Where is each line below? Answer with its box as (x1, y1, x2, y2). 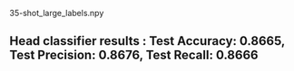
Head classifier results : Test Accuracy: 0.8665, (9, 33, 286, 49)
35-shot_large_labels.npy (9, 8, 104, 18)
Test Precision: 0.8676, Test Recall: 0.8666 (9, 48, 259, 63)
